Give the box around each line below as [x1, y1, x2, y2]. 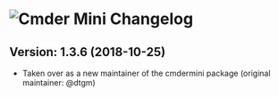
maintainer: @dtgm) [21, 77, 96, 88]
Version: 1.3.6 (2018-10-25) [9, 44, 166, 60]
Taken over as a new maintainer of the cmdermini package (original [21, 68, 271, 78]
